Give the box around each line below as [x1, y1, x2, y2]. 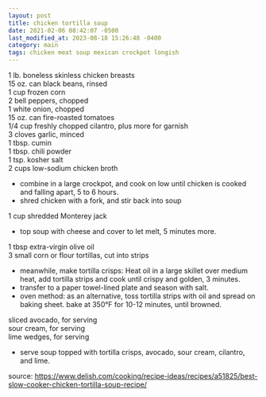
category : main [8, 41, 59, 49]
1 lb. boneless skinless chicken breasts [8, 71, 135, 80]
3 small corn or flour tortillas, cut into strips [8, 251, 149, 259]
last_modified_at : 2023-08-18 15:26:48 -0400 [8, 33, 161, 42]
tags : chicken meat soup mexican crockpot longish [8, 49, 179, 56]
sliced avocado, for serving [8, 315, 98, 325]
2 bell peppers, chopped [8, 96, 89, 105]
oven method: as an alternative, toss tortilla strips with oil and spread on [19, 291, 256, 301]
